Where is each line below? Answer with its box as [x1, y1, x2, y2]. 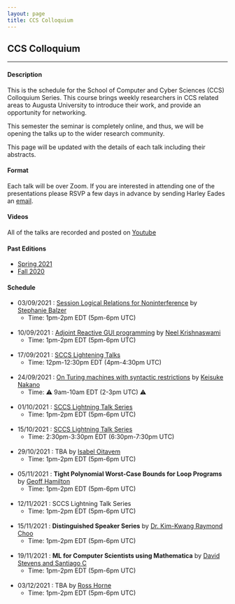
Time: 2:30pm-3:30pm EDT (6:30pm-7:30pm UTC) [27, 433, 175, 441]
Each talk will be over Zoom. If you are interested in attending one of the [7, 181, 215, 190]
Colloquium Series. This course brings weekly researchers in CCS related [7, 93, 219, 101]
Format [7, 166, 29, 175]
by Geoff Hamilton [17, 477, 71, 486]
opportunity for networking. [7, 108, 87, 116]
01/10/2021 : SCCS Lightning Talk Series [17, 403, 133, 412]
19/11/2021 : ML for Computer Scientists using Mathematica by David [17, 552, 220, 560]
